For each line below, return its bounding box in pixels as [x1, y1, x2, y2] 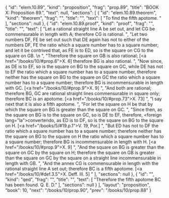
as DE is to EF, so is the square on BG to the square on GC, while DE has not [5, 63, 163, 69]
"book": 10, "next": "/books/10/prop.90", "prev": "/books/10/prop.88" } [5, 187, 151, 193]
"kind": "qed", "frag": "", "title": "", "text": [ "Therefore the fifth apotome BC [5, 177, 161, 182]
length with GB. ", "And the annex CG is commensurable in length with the [5, 161, 159, 166]
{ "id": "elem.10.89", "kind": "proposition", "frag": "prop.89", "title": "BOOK [5, 5, 159, 10]
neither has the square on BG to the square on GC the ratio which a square [5, 74, 160, 80]
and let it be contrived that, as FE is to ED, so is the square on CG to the [5, 48, 154, 53]
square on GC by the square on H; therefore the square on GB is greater [5, 149, 155, 155]
